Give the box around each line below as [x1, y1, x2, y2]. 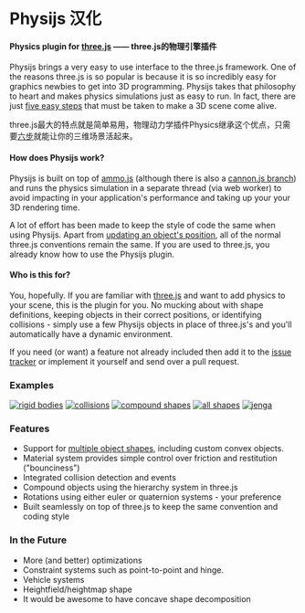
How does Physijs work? [9, 152, 105, 163]
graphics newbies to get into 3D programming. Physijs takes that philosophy [9, 81, 297, 92]
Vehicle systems [22, 574, 85, 585]
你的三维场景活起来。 [57, 131, 138, 142]
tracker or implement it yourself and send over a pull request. [9, 355, 240, 366]
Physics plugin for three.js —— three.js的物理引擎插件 [9, 40, 217, 51]
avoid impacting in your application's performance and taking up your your [9, 192, 290, 203]
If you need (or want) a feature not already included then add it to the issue [9, 346, 292, 357]
